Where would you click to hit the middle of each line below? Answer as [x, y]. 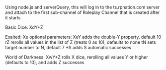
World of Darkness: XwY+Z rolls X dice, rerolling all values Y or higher [77, 57]
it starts [13, 18]
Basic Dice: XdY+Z [24, 27]
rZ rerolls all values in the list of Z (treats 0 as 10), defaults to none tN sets [81, 42]
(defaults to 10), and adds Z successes [45, 62]
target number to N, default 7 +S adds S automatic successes [68, 47]
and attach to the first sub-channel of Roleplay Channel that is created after [83, 12]
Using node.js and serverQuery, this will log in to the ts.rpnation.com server [83, 7]
